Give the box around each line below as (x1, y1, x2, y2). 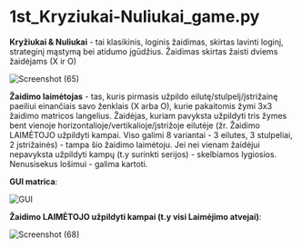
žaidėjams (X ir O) (9, 55, 77, 66)
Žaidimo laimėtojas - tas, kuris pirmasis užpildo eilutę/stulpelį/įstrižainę (9, 91, 278, 102)
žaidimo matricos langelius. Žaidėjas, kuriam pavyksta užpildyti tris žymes (9, 110, 287, 121)
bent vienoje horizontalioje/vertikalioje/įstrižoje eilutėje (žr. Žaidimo (9, 120, 261, 131)
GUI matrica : (9, 175, 58, 187)
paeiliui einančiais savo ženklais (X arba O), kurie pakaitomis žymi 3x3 (9, 100, 273, 111)
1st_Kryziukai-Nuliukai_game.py (9, 6, 260, 27)
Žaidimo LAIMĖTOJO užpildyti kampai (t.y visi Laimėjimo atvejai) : (9, 211, 262, 222)
